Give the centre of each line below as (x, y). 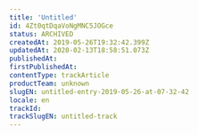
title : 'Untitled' (43, 17)
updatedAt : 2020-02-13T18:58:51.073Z (79, 51)
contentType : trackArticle (59, 75)
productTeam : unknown (49, 83)
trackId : (25, 108)
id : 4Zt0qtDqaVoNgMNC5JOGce (62, 26)
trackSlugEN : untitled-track (63, 116)
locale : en (29, 100)
